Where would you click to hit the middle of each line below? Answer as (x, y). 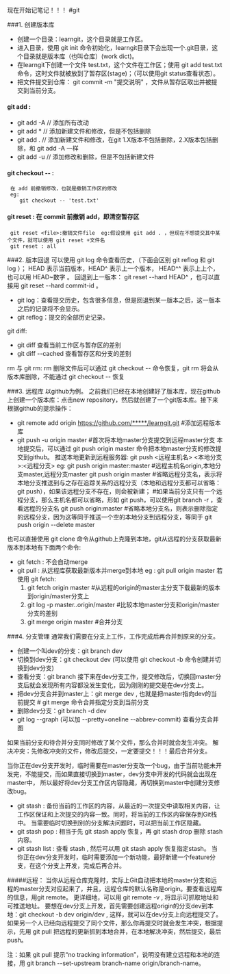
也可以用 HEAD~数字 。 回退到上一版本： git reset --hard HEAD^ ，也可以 (111, 277)
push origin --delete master (56, 524)
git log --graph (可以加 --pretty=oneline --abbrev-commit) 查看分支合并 (118, 719)
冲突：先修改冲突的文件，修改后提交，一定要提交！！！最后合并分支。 (112, 751)
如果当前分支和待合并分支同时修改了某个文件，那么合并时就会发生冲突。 (109, 742)
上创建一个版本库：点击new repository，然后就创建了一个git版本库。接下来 (113, 400)
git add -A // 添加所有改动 (53, 123)
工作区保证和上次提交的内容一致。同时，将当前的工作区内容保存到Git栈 (117, 814)
